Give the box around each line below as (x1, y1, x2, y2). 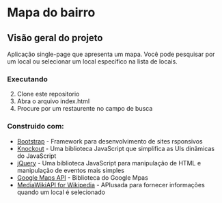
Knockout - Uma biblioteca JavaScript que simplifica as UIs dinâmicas (16, 144, 215, 152)
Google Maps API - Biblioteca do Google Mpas (16, 173, 148, 182)
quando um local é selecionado (16, 188, 106, 196)
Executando (7, 74, 48, 83)
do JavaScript (16, 152, 57, 160)
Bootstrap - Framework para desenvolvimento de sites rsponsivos (16, 137, 203, 145)
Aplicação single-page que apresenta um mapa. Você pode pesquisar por (7, 50, 215, 58)
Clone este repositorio (16, 90, 80, 98)
